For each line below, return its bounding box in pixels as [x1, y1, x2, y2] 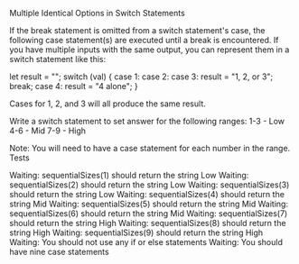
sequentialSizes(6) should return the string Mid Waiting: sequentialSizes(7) [9, 208, 288, 219]
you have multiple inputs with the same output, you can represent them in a [9, 44, 290, 55]
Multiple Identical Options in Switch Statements [9, 8, 185, 18]
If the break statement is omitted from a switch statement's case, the [9, 25, 266, 35]
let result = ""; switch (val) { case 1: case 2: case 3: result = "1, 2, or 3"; [9, 71, 274, 82]
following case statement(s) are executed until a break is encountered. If [9, 35, 279, 45]
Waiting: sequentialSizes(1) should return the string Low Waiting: [9, 170, 249, 180]
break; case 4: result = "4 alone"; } [9, 81, 138, 91]
